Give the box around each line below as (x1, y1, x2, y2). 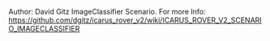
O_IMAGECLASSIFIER (8, 24, 80, 33)
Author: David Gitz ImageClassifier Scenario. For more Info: (8, 7, 207, 16)
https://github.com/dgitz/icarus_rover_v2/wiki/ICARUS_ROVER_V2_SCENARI (8, 15, 262, 25)
